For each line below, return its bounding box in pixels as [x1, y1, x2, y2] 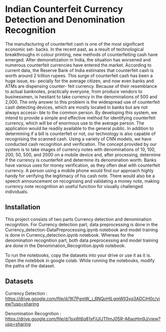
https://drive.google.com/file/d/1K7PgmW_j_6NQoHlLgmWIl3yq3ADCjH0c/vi [5, 295, 160, 301]
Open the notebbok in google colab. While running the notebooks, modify [5, 257, 155, 264]
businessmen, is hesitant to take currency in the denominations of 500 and [5, 93, 158, 100]
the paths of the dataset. [5, 263, 55, 268]
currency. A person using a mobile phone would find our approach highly [5, 167, 154, 173]
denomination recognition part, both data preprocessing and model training [5, 237, 159, 243]
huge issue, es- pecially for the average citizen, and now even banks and [5, 78, 154, 84]
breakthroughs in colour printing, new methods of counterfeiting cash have [5, 51, 158, 58]
